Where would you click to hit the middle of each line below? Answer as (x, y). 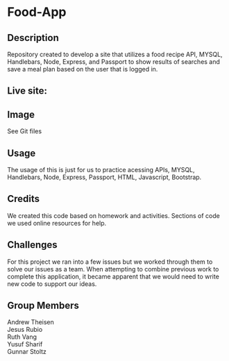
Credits (24, 199)
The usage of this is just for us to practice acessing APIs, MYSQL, (101, 170)
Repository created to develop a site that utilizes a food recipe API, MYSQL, (115, 54)
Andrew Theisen (31, 322)
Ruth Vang (22, 337)
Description (33, 38)
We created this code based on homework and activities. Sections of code (113, 215)
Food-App (37, 12)
